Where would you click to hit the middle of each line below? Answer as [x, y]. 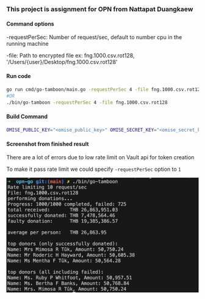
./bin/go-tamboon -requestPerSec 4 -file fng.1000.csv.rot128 [87, 103]
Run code [19, 76]
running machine [27, 44]
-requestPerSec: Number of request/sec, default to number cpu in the [94, 37]
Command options [30, 24]
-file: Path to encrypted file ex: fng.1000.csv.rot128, [70, 56]
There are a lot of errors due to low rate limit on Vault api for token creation [100, 157]
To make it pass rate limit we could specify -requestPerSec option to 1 [94, 169]
